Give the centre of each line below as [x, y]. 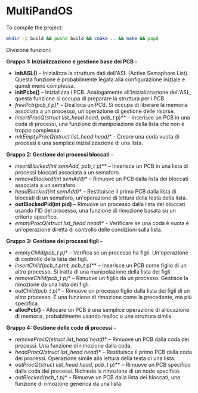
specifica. [27, 303]
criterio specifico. [36, 217]
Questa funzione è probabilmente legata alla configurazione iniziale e [100, 79]
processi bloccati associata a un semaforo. [67, 172]
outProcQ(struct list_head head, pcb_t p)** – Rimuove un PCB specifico [103, 364]
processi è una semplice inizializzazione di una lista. [79, 143]
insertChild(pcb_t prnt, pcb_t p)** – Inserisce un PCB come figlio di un [100, 265]
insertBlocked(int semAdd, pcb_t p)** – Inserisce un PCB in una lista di [101, 166]
